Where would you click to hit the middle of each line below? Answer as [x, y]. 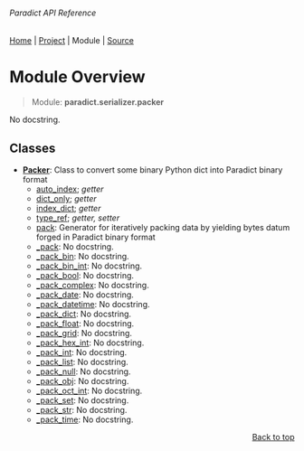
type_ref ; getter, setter [78, 218]
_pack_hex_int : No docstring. [90, 343]
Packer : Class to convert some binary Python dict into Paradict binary [152, 169]
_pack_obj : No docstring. [82, 381]
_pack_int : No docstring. [81, 352]
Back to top [273, 437]
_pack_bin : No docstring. [82, 256]
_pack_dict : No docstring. [84, 314]
